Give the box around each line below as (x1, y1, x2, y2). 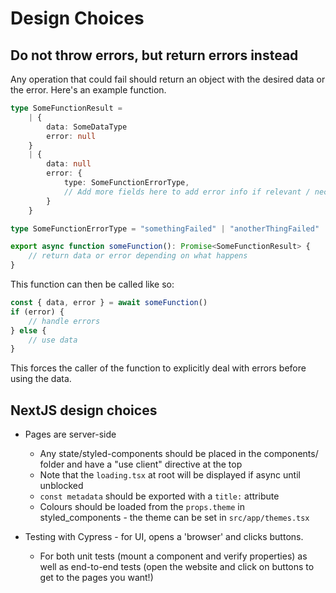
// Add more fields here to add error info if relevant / (63, 187, 311, 197)
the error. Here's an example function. (10, 84, 167, 96)
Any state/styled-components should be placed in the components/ (39, 448, 319, 460)
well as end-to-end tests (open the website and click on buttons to (39, 561, 315, 573)
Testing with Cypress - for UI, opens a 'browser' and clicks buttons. (24, 531, 304, 543)
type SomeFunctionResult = (10, 103, 123, 113)
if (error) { (10, 307, 65, 317)
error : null (46, 131, 97, 141)
